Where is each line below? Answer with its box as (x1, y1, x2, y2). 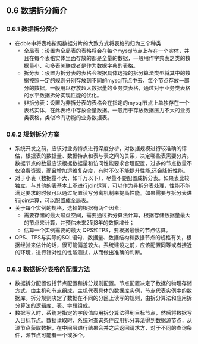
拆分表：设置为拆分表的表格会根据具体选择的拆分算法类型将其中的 (23, 69, 186, 76)
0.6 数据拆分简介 (6, 5, 68, 16)
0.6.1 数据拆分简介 (6, 25, 58, 33)
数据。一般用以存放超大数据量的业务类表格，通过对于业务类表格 (34, 84, 191, 91)
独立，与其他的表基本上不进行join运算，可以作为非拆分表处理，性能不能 (14, 182, 191, 189)
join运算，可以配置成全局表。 (20, 197, 92, 204)
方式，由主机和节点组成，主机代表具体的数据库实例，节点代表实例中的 (14, 287, 187, 294)
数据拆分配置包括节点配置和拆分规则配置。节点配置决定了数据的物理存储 (14, 280, 192, 287)
